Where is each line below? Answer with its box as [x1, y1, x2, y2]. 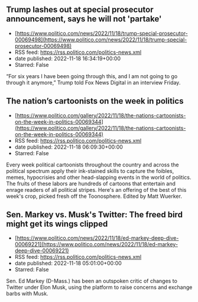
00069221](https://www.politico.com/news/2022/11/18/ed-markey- [14, 241, 178, 248]
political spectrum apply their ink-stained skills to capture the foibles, [6, 167, 174, 174]
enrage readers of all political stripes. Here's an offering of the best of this [6, 186, 187, 193]
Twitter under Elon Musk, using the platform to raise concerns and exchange [6, 284, 193, 291]
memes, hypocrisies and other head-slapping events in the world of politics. [6, 174, 191, 181]
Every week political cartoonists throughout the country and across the [6, 161, 179, 168]
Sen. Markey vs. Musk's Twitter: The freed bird [6, 210, 183, 220]
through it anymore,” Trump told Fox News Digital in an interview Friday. [6, 79, 181, 86]
